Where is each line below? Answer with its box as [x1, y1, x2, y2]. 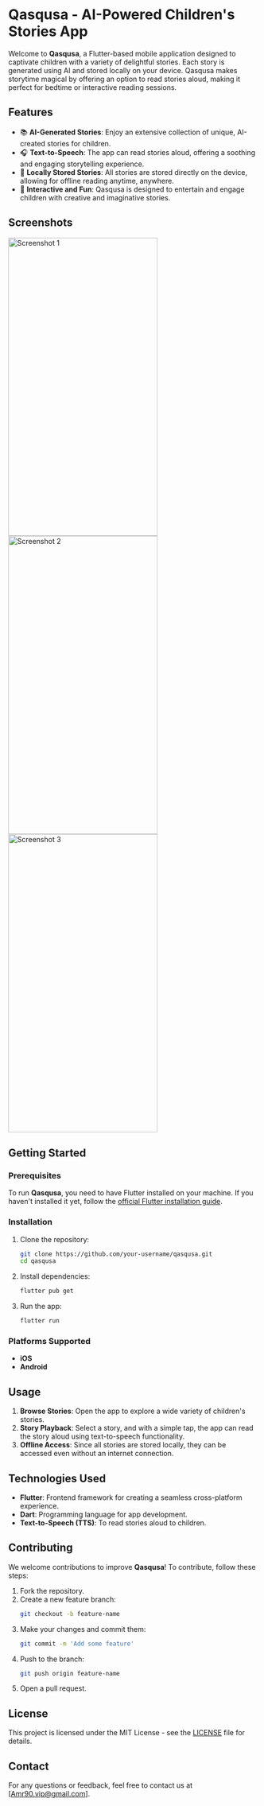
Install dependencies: [19, 1272, 91, 1281]
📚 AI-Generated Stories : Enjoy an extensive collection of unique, [19, 127, 236, 137]
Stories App [8, 22, 88, 41]
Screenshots [8, 216, 73, 230]
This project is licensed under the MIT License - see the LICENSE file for [8, 1728, 245, 1738]
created [19, 138, 46, 148]
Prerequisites [8, 1170, 61, 1181]
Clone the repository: [19, 1234, 90, 1244]
